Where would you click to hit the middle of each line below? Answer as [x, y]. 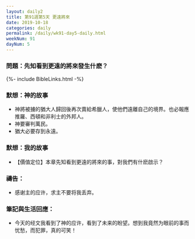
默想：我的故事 [27, 148]
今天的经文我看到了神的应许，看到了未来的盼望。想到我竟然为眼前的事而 [102, 223]
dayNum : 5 [18, 45]
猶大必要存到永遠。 [38, 131]
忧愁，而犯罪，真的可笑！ [45, 230]
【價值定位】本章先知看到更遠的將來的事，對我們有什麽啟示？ [89, 161]
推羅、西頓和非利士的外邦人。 [50, 117]
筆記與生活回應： [30, 209]
